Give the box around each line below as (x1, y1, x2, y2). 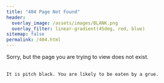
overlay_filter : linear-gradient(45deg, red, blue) (12, 25, 146, 32)
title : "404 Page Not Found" (6, 8, 80, 15)
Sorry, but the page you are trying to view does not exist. (6, 54, 149, 60)
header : (6, 14, 26, 20)
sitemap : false (6, 31, 45, 37)
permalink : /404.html (6, 37, 61, 43)
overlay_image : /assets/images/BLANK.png (12, 20, 118, 26)
